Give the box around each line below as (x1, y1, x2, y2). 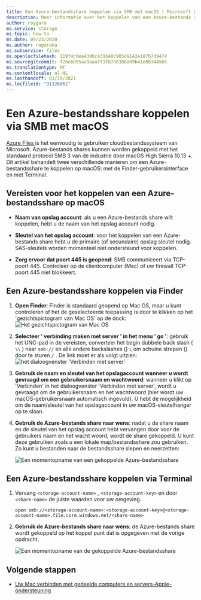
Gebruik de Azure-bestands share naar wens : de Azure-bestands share (14, 523, 195, 530)
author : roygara (6, 20, 47, 26)
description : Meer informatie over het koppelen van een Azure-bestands (6, 14, 191, 20)
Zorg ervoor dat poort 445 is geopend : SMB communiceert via (14, 255, 172, 263)
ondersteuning (14, 587, 51, 594)
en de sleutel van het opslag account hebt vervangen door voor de (14, 425, 179, 433)
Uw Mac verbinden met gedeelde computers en (14, 581, 133, 588)
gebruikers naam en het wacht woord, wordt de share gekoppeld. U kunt (14, 432, 194, 439)
